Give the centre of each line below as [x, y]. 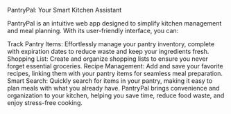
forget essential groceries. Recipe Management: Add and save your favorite [115, 66]
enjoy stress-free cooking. [45, 103]
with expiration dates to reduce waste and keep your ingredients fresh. [108, 51]
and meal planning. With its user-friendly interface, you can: [93, 31]
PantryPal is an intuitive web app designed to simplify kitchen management [114, 23]
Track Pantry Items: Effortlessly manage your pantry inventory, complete [111, 44]
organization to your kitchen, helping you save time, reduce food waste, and [116, 95]
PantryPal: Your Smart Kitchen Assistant [65, 10]
